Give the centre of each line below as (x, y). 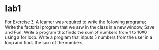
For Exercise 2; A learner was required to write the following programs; (76, 22)
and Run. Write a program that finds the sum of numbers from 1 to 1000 (76, 32)
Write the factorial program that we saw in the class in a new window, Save (80, 27)
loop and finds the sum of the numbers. (44, 42)
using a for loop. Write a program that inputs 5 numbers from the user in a (79, 37)
